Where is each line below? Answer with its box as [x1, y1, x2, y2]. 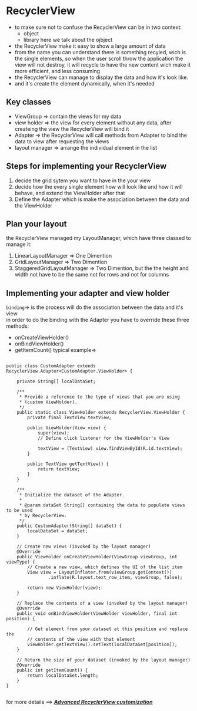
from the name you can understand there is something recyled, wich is [14, 48, 186, 55]
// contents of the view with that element [27, 637, 135, 643]
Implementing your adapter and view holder [6, 288, 170, 298]
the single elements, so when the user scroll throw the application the [14, 55, 183, 62]
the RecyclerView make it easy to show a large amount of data [14, 42, 166, 50]
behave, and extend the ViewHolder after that [14, 189, 125, 196]
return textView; [37, 466, 81, 472]
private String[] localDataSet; [16, 378, 96, 384]
